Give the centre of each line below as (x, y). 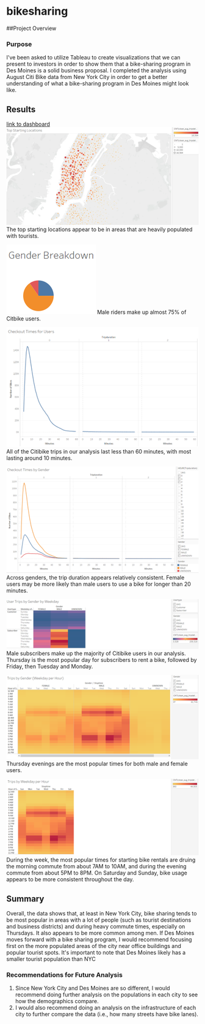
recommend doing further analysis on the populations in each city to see (106, 995)
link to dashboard (28, 124)
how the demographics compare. (57, 1001)
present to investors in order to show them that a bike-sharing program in (99, 64)
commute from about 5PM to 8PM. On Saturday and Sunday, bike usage (97, 873)
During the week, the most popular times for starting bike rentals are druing (101, 860)
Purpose (19, 44)
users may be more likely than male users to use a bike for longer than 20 (99, 584)
